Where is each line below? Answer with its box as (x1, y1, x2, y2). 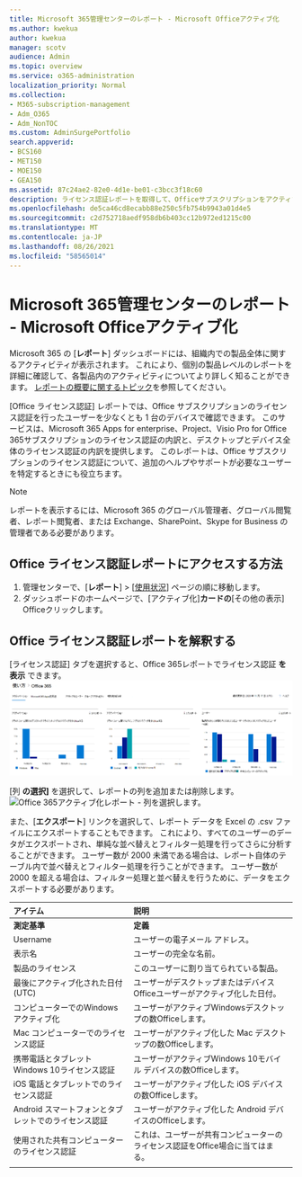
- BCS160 (9, 147, 42, 156)
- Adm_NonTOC (9, 119, 58, 128)
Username (13, 933, 52, 944)
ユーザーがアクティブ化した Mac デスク (133, 1028, 279, 1039)
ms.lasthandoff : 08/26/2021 (9, 242, 115, 251)
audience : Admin (9, 52, 70, 62)
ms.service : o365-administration (9, 72, 135, 81)
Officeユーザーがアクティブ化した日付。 (133, 987, 281, 998)
